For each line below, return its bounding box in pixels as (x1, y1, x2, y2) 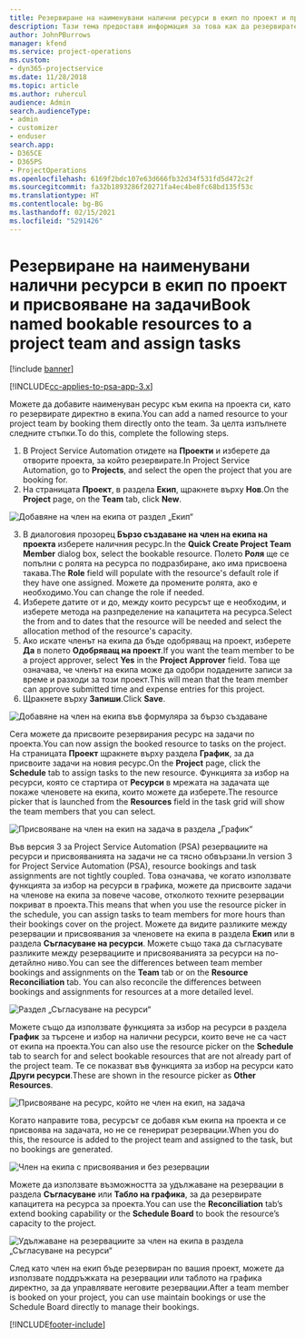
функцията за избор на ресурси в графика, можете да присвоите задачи (9, 879, 292, 890)
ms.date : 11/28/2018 (9, 73, 88, 82)
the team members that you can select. (9, 806, 156, 816)
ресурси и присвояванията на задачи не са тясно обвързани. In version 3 (9, 850, 293, 861)
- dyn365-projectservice (9, 65, 103, 74)
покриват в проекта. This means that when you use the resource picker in (9, 898, 287, 910)
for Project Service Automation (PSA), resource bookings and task (9, 860, 257, 871)
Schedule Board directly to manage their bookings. (9, 1301, 200, 1312)
